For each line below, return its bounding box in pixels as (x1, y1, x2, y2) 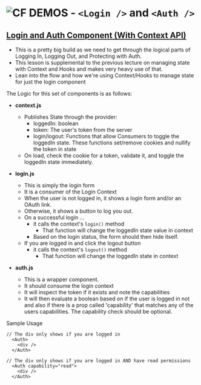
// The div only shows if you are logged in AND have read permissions (6, 358, 191, 364)
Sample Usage (6, 320, 43, 326)
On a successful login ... (24, 214, 85, 221)
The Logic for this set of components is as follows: (6, 90, 133, 97)
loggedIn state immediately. (24, 158, 93, 166)
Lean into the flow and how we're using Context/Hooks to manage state (15, 72, 194, 79)
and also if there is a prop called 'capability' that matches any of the (24, 302, 194, 308)
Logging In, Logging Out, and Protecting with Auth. (15, 53, 142, 60)
